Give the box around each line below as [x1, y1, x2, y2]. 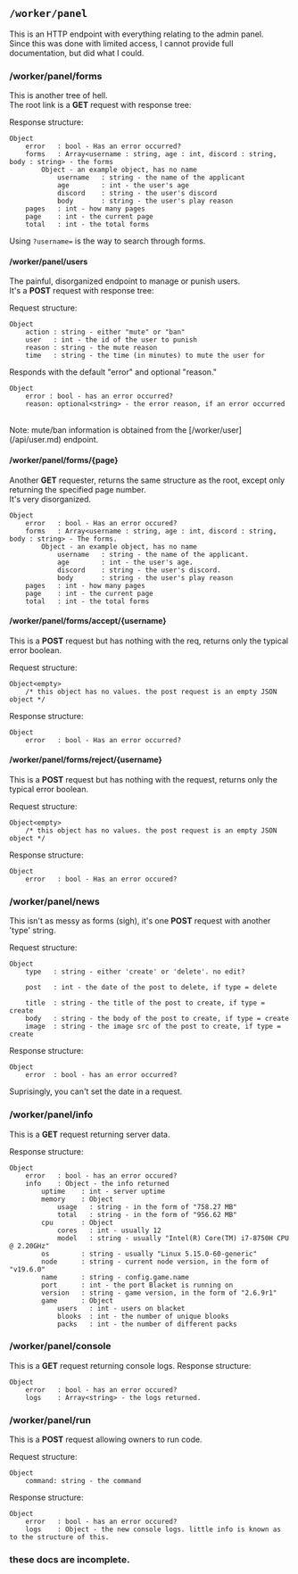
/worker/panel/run [9, 1413, 92, 1426]
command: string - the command [25, 1477, 142, 1486]
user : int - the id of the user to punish [25, 336, 198, 344]
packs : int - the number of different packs [56, 1320, 238, 1329]
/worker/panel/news [9, 895, 100, 907]
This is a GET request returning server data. [9, 1129, 170, 1139]
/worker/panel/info [9, 1108, 94, 1121]
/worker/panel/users [9, 256, 88, 267]
